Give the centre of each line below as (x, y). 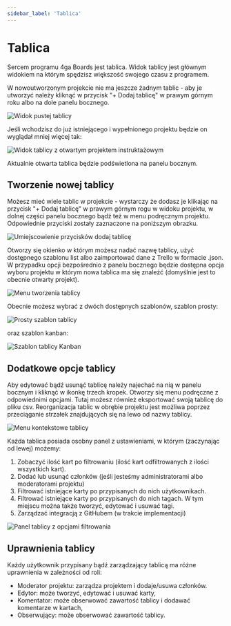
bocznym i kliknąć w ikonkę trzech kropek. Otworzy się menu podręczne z (113, 392)
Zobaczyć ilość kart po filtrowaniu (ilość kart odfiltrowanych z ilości (113, 462)
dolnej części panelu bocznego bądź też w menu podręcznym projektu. (109, 216)
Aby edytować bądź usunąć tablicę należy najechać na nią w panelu (104, 385)
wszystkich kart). (42, 469)
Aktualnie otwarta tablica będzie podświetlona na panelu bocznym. (102, 163)
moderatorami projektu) (51, 484)
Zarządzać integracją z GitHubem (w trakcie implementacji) (101, 513)
